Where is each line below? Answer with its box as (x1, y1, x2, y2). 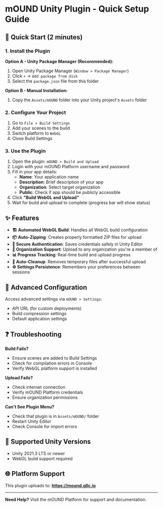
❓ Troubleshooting (5, 331, 62, 339)
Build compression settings (12, 311, 67, 317)
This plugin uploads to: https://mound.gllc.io (5, 482, 96, 488)
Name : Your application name (19, 174, 79, 180)
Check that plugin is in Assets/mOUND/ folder (12, 413, 99, 419)
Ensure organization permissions (12, 394, 78, 400)
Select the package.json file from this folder (12, 78, 99, 84)
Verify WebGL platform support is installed (12, 365, 97, 371)
